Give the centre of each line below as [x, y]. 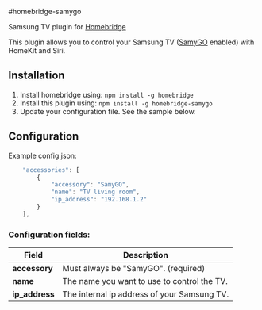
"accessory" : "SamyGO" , [90, 185]
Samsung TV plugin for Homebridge [67, 27]
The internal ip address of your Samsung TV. [146, 294]
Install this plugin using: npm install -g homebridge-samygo [116, 103]
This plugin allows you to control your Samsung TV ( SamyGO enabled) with [131, 42]
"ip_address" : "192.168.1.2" [99, 200]
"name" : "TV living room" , [95, 192]
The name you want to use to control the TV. [145, 281]
